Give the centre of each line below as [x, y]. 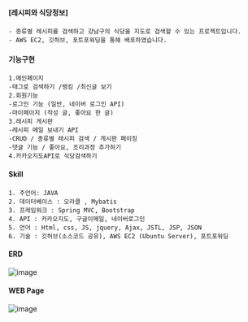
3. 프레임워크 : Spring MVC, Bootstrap [72, 210]
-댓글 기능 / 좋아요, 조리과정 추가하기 [65, 148]
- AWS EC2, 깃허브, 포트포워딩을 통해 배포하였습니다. [88, 41]
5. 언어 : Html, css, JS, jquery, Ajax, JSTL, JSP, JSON [105, 228]
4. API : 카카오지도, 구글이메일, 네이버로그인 [77, 219]
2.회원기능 [24, 96]
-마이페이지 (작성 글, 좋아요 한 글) [61, 113]
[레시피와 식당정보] [38, 12]
